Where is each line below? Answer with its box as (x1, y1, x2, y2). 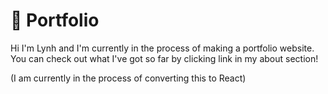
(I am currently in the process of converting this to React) (10, 72, 247, 84)
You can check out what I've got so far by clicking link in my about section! (10, 52, 319, 64)
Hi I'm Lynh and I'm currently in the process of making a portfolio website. (10, 42, 315, 54)
